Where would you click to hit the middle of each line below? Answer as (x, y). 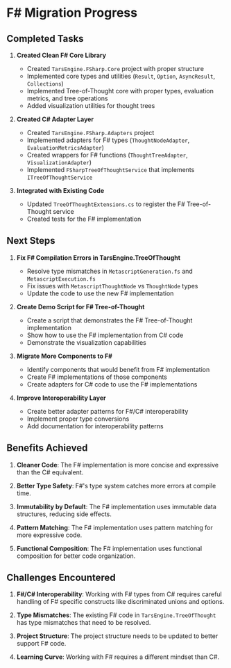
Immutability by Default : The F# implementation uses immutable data (116, 506)
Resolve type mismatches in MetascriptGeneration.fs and (110, 271)
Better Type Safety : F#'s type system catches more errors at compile (116, 486)
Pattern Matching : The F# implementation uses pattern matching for (114, 527)
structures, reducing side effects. (64, 514)
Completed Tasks (45, 39)
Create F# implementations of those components (97, 377)
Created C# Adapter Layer (55, 119)
